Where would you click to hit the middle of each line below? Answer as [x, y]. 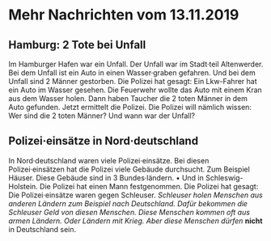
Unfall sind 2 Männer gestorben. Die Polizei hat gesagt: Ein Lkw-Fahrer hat [133, 81]
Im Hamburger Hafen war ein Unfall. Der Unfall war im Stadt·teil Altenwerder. [136, 64]
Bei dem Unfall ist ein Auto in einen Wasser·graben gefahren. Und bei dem [132, 73]
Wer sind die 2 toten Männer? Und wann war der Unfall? [102, 116]
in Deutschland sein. [42, 229]
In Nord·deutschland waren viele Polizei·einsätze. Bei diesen [109, 160]
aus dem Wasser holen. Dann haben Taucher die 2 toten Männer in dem [128, 98]
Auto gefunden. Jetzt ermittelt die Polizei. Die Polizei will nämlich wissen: [130, 107]
